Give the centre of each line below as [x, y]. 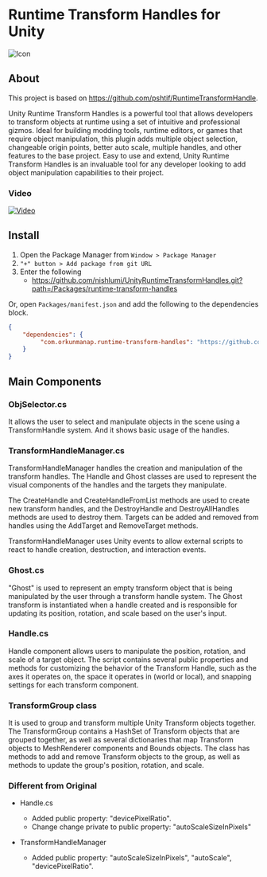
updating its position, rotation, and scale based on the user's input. [118, 613]
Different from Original [53, 786]
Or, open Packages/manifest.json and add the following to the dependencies [133, 303]
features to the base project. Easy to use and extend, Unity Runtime [119, 155]
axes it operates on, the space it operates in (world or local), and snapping [130, 676]
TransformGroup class [53, 705]
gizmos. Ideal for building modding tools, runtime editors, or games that [126, 130]
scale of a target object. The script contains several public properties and [128, 660]
